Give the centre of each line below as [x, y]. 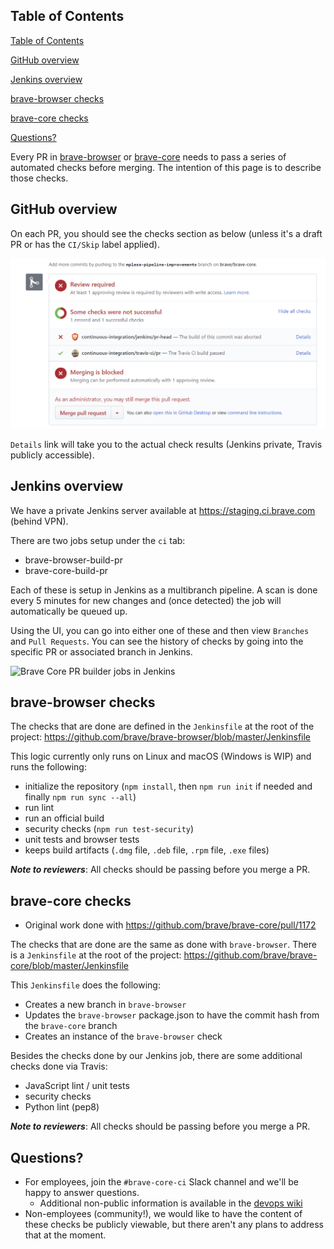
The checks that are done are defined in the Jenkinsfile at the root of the [162, 726]
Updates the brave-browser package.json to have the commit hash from [172, 1015]
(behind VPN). [39, 521]
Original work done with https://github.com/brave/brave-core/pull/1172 [170, 925]
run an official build [64, 818]
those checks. [39, 178]
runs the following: [48, 767]
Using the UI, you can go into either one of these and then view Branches [160, 630]
